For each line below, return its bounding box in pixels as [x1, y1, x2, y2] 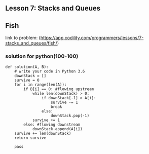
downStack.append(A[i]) [32, 126, 83, 131]
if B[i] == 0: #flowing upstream [23, 86, 94, 92]
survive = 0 [14, 78, 40, 83]
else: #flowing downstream [23, 122, 81, 127]
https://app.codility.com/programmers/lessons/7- [40, 35, 144, 41]
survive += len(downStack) [14, 131, 71, 136]
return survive [14, 135, 47, 140]
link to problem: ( [5, 35, 41, 41]
